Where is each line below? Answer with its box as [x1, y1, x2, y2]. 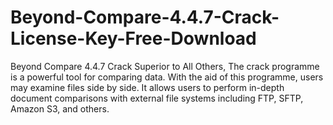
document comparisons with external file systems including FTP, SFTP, [10, 92, 304, 104]
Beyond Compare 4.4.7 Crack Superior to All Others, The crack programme [10, 60, 320, 72]
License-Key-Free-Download [10, 27, 257, 50]
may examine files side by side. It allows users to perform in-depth [10, 81, 285, 93]
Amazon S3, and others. [10, 102, 110, 115]
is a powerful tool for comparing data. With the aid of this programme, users [10, 71, 324, 83]
